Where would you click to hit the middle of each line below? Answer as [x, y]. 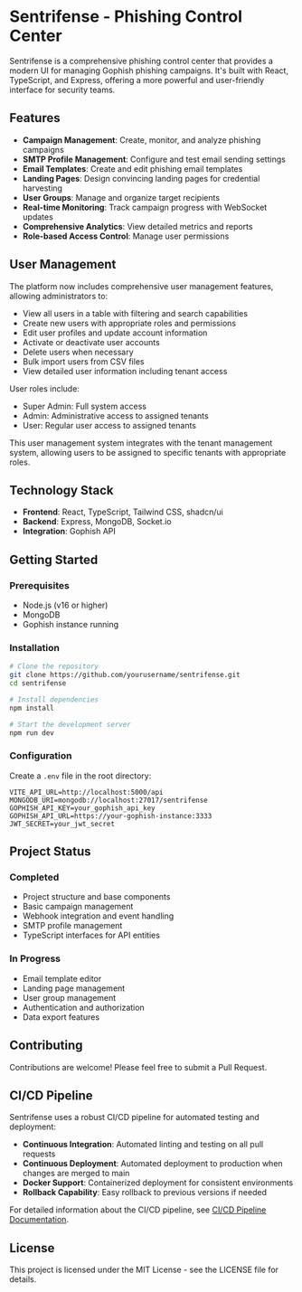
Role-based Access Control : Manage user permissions [126, 236]
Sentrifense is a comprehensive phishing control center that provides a [142, 61]
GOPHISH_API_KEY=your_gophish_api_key [82, 808]
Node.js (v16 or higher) [65, 605]
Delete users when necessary [78, 352]
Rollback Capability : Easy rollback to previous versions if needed [144, 1193]
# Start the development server [70, 724]
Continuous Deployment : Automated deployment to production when [152, 1164]
